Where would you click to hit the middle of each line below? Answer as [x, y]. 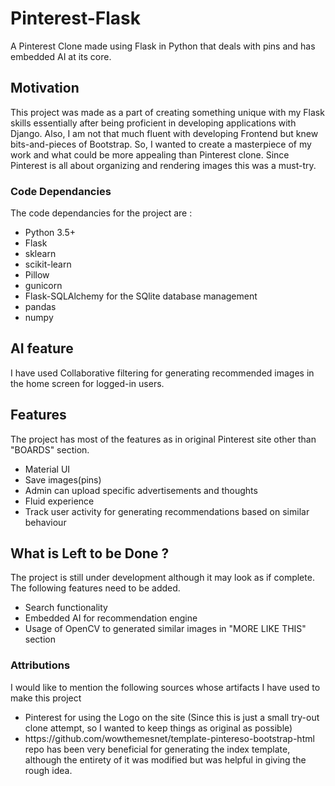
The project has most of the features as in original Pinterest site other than [163, 439]
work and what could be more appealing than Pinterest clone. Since [150, 154]
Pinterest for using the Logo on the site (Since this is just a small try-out [172, 717]
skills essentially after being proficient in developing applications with [153, 123]
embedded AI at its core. [61, 56]
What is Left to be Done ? [90, 553]
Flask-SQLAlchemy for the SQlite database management [141, 296]
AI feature [42, 348]
